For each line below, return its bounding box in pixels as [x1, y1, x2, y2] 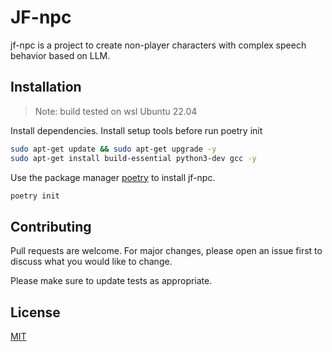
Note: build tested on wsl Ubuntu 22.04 [34, 105, 198, 117]
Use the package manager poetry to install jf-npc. [10, 171, 216, 183]
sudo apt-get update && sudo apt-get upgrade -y [10, 144, 217, 154]
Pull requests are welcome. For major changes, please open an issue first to [10, 245, 323, 257]
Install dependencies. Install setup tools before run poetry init [10, 124, 263, 136]
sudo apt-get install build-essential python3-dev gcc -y [10, 153, 257, 163]
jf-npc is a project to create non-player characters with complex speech [10, 39, 307, 51]
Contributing [10, 218, 92, 235]
